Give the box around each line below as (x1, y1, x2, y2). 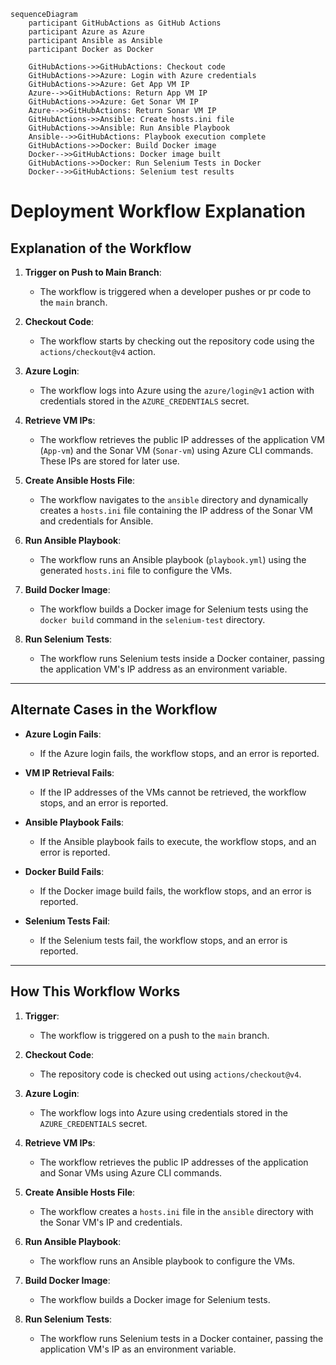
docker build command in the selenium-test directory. (39, 614, 266, 625)
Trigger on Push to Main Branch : (24, 266, 162, 278)
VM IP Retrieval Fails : (24, 766, 115, 779)
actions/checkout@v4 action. (39, 346, 157, 357)
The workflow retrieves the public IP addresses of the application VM (39, 434, 325, 445)
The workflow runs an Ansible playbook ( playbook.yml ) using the (39, 554, 307, 565)
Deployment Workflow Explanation (10, 200, 306, 223)
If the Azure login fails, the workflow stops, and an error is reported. (39, 747, 320, 759)
